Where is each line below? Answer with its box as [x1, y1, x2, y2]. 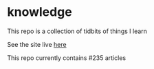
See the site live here [7, 40, 67, 48]
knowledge [7, 4, 72, 20]
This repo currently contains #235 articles [7, 53, 126, 62]
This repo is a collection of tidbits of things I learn [7, 27, 148, 35]
